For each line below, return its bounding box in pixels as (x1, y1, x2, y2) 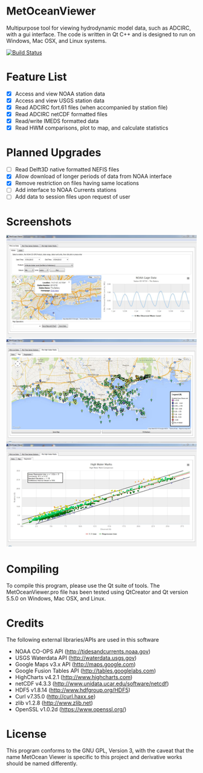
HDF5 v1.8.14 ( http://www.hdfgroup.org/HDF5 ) (14, 686, 131, 694)
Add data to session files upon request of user (14, 193, 131, 200)
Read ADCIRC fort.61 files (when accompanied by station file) (14, 104, 168, 111)
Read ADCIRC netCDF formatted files (14, 111, 108, 118)
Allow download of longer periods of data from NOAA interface (14, 173, 172, 180)
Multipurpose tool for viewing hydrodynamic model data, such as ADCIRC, (6, 24, 192, 31)
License (6, 727, 47, 741)
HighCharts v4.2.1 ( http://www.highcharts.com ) (14, 674, 133, 681)
